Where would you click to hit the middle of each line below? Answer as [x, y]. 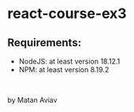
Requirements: [45, 43]
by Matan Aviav [32, 100]
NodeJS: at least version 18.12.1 [69, 61]
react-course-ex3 [67, 14]
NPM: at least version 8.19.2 [64, 70]
